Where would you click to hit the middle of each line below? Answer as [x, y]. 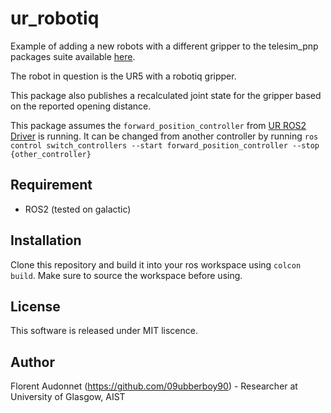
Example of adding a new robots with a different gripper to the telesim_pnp [164, 46]
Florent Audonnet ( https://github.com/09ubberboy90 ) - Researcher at [154, 386]
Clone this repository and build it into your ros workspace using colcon [156, 264]
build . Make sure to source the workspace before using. [126, 275]
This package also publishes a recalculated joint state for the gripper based [166, 95]
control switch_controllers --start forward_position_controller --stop [165, 145]
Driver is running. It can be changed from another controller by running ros [164, 136]
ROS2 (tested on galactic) [78, 209]
